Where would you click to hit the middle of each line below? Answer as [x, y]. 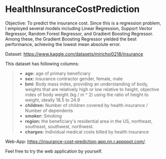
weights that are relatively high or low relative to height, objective [92, 89]
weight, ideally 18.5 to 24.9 [52, 100]
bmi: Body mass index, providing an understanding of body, [86, 84]
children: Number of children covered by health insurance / [86, 105]
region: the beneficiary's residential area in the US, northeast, [88, 121]
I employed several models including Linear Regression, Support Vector [79, 28]
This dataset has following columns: [42, 63]
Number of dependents [49, 110]
